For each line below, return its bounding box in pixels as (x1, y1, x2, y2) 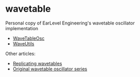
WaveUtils (12, 40, 34, 46)
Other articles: (5, 50, 36, 57)
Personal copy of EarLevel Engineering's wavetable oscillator (5, 20, 135, 26)
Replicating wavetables (12, 60, 62, 66)
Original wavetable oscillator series (12, 66, 87, 72)
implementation (5, 25, 39, 31)
